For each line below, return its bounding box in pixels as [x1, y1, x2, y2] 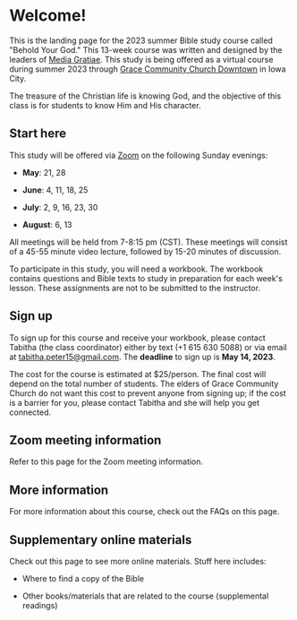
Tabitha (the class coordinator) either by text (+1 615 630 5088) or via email [9, 341, 288, 352]
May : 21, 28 [21, 167, 66, 177]
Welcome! [9, 5, 87, 26]
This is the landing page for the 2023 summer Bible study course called [9, 35, 273, 46]
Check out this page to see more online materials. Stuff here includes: [9, 556, 267, 566]
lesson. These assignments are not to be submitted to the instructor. [9, 282, 261, 293]
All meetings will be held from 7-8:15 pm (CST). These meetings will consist [9, 237, 288, 247]
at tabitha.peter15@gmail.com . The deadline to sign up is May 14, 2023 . [9, 351, 276, 362]
